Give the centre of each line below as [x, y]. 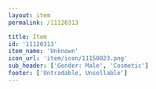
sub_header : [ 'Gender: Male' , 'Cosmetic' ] [78, 66]
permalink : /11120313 [44, 23]
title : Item [27, 37]
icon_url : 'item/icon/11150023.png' [68, 59]
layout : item [29, 15]
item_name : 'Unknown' [44, 52]
